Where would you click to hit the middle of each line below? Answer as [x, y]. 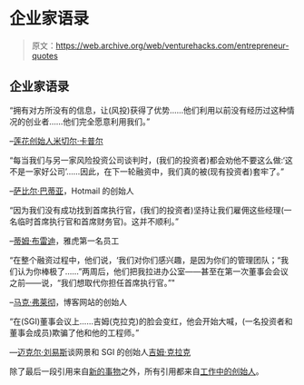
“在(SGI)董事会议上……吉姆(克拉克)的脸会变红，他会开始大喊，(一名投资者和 [151, 321]
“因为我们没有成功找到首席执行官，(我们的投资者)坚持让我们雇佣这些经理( [147, 210]
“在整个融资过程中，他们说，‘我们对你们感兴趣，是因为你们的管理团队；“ [145, 260]
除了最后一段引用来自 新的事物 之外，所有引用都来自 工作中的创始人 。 [137, 371]
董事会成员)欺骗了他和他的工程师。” [74, 332]
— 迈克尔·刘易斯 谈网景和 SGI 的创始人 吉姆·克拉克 [100, 351]
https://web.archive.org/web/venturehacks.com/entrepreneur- [172, 45]
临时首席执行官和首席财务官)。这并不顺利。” [98, 221]
